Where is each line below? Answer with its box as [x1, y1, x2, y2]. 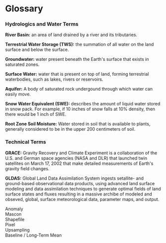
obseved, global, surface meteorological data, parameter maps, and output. [5, 196, 160, 202]
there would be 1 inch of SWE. [5, 111, 66, 117]
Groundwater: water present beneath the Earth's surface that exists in [5, 56, 149, 62]
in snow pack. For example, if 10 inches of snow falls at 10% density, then [5, 106, 155, 112]
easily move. [5, 91, 31, 97]
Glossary [5, 3, 44, 14]
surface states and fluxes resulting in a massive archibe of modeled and [5, 191, 152, 197]
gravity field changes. [5, 165, 50, 171]
